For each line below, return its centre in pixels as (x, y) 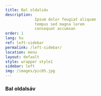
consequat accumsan (55, 29)
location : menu (21, 52)
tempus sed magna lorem (60, 24)
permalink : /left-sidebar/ (34, 47)
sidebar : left (20, 66)
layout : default (22, 57)
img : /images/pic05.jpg (30, 71)
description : (19, 15)
